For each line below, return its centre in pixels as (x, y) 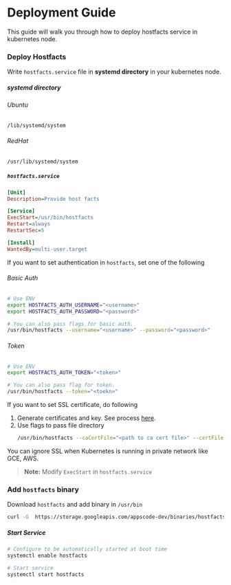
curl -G (18, 517)
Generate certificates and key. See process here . (86, 418)
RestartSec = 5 (26, 231)
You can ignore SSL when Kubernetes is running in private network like (108, 451)
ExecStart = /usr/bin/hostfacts (51, 218)
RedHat (18, 141)
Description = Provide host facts (53, 199)
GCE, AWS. (23, 458)
